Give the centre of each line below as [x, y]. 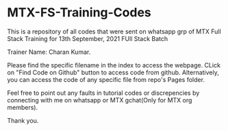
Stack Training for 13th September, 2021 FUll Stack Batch [88, 38]
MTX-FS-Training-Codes [79, 13]
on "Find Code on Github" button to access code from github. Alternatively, [113, 72]
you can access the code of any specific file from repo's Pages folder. [106, 79]
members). [23, 107]
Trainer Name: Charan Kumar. [49, 52]
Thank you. [23, 120]
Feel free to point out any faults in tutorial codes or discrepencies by [103, 93]
